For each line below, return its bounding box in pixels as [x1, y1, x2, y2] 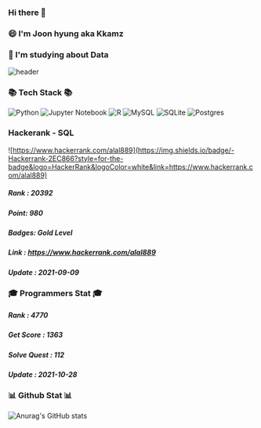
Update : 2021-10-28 [8, 369, 78, 379]
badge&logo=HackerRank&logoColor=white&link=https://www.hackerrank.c [8, 162, 253, 171]
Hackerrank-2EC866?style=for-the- [8, 153, 124, 163]
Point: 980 [8, 208, 43, 218]
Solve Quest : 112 [8, 349, 65, 360]
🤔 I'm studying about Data [8, 49, 109, 60]
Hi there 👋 [8, 7, 47, 18]
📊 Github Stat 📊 [8, 390, 73, 401]
